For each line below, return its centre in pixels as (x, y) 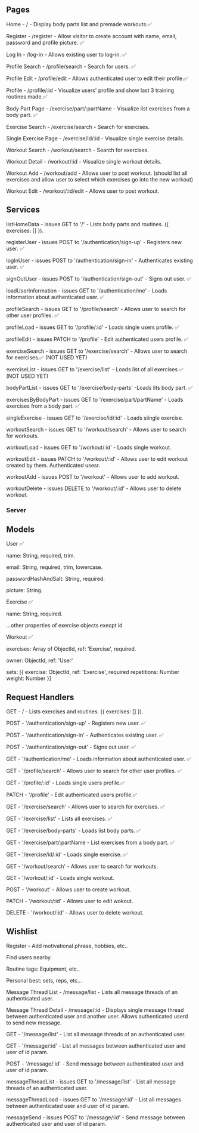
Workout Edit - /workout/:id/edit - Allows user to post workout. (83, 191)
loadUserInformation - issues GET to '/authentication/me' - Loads (87, 290)
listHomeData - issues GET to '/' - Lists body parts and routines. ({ (87, 224)
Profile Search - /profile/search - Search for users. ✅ (71, 66)
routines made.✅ (27, 96)
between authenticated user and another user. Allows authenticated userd (97, 1016)
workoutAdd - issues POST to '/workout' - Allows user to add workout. (93, 476)
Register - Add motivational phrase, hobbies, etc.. (67, 946)
